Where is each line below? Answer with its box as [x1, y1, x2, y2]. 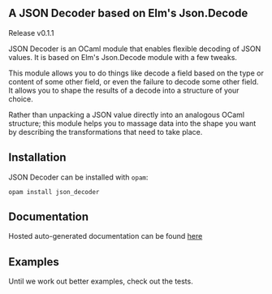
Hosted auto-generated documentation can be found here [8, 231, 203, 241]
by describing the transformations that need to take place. [8, 127, 203, 136]
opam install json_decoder [8, 188, 100, 196]
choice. [8, 93, 34, 104]
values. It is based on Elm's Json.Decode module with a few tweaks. [8, 52, 238, 62]
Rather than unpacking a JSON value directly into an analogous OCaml [8, 110, 245, 119]
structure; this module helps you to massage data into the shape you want [8, 118, 257, 128]
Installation [8, 150, 67, 165]
